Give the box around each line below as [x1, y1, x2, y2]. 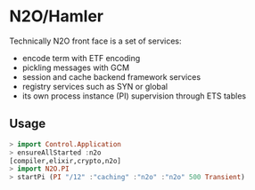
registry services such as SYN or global [21, 81, 168, 91]
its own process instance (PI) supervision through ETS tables [21, 91, 247, 101]
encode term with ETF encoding [21, 52, 141, 63]
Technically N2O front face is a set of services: [9, 36, 182, 46]
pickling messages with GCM [21, 62, 130, 73]
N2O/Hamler [9, 6, 104, 27]
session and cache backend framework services [21, 71, 202, 82]
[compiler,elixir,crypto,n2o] [9, 156, 122, 165]
